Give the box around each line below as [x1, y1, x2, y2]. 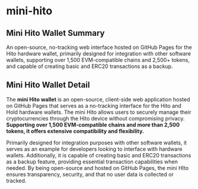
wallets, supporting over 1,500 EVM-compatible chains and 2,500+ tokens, [6, 57, 190, 63]
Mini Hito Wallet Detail [6, 80, 91, 90]
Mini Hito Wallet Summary [6, 28, 105, 38]
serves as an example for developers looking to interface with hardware [6, 145, 183, 153]
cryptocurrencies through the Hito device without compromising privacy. [6, 114, 185, 122]
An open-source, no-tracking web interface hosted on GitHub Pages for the [6, 44, 192, 51]
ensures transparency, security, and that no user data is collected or [6, 171, 174, 178]
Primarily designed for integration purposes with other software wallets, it [6, 139, 187, 146]
